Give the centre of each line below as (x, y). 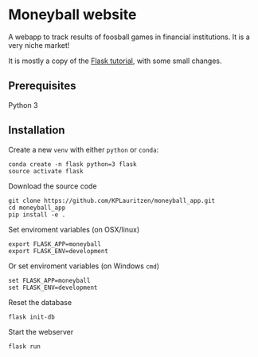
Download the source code (53, 186)
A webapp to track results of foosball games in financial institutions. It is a (129, 37)
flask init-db (32, 317)
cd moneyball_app (37, 208)
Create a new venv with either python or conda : (84, 149)
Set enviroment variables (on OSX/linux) (74, 229)
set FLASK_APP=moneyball (49, 280)
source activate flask (46, 171)
